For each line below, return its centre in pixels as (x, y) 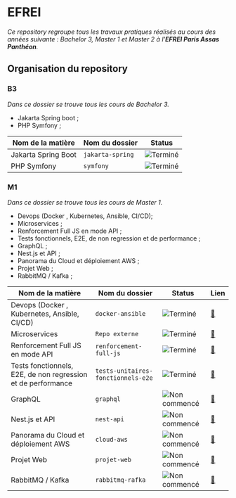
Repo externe (117, 334)
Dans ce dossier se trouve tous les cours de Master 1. (85, 202)
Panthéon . (23, 46)
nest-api (110, 419)
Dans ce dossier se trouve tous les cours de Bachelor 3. (88, 104)
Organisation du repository (67, 69)
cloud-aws (112, 439)
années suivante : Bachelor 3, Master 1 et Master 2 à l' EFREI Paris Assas (113, 39)
